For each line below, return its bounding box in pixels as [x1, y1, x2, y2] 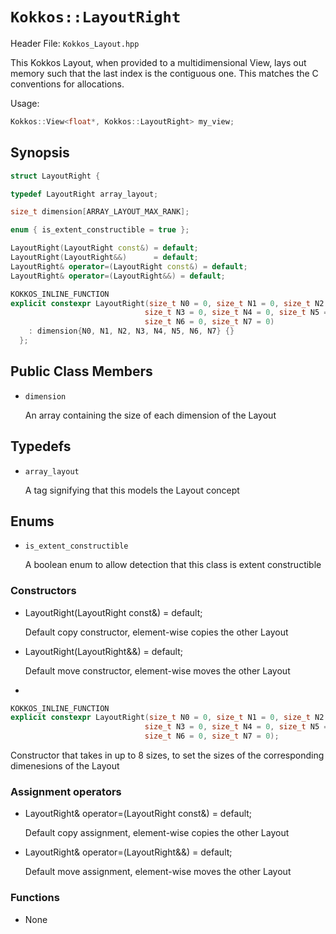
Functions [10, 891, 60, 905]
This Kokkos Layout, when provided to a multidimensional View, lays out [10, 56, 307, 68]
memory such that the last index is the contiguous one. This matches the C [10, 67, 319, 79]
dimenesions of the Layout [10, 760, 120, 772]
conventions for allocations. [10, 78, 125, 90]
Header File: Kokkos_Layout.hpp [10, 37, 140, 49]
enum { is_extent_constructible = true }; [10, 225, 190, 235]
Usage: [10, 97, 40, 109]
